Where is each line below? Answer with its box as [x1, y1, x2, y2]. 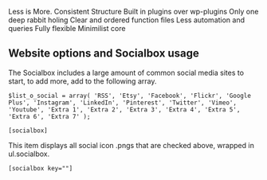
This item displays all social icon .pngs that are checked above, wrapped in [8, 140, 255, 150]
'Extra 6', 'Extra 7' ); [8, 112, 91, 120]
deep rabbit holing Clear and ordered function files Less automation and [8, 15, 245, 25]
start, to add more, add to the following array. [8, 76, 157, 86]
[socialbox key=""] [8, 164, 73, 172]
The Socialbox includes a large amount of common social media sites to [8, 68, 245, 77]
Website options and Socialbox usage [8, 47, 199, 61]
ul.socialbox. [8, 149, 50, 158]
